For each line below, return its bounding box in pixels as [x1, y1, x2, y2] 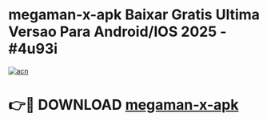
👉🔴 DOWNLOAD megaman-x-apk [8, 96, 239, 114]
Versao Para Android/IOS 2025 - [8, 22, 227, 41]
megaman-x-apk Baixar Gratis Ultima [8, 6, 260, 24]
